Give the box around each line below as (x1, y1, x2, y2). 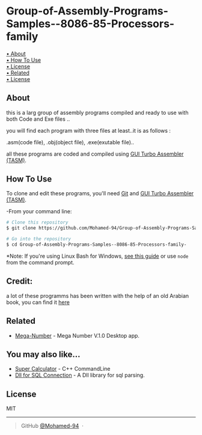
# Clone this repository (6, 219, 69, 226)
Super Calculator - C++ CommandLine (14, 365, 111, 373)
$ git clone (6, 225, 36, 231)
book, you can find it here (6, 299, 70, 306)
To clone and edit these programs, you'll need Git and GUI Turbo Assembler (6, 190, 194, 197)
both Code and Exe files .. (6, 115, 70, 123)
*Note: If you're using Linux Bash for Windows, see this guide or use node (6, 252, 189, 260)
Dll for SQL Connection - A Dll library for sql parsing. (14, 371, 145, 379)
